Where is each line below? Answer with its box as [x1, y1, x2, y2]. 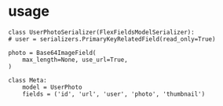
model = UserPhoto [22, 83, 82, 91]
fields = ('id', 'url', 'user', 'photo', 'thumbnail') [22, 90, 206, 98]
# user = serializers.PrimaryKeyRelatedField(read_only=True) [8, 35, 216, 43]
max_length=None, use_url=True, [22, 56, 128, 64]
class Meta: [8, 76, 47, 84]
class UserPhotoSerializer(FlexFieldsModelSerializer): [8, 28, 195, 36]
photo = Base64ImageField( [8, 49, 97, 57]
